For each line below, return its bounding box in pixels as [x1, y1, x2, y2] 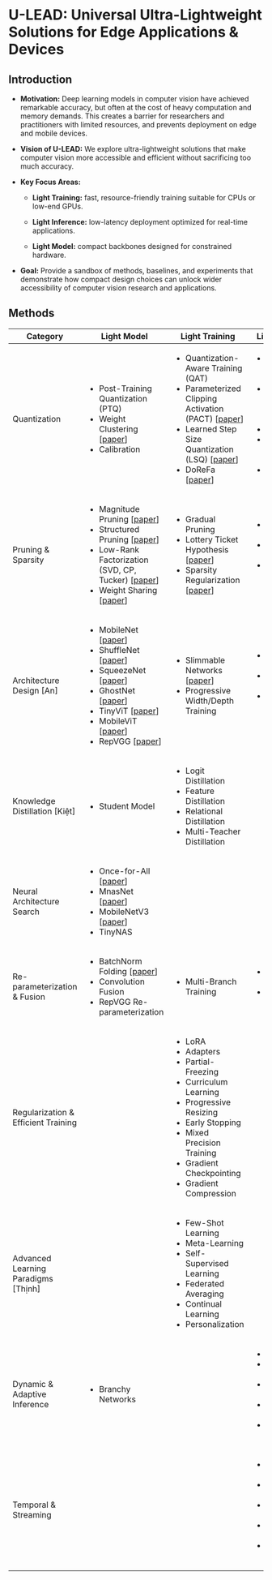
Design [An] [12, 685, 58, 696]
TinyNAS [98, 926, 133, 938]
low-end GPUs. [32, 201, 83, 211]
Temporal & [12, 1499, 57, 1510]
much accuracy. [19, 161, 74, 171]
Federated [185, 1277, 225, 1289]
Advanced [12, 1252, 52, 1264]
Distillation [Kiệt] [12, 805, 76, 817]
